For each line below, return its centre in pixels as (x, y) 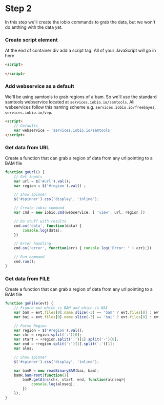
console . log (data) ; (42, 230)
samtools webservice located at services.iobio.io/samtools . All (70, 102)
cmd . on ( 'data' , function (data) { (48, 226)
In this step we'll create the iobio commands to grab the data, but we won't (80, 22)
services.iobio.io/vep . (29, 112)
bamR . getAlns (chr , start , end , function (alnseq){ (74, 380)
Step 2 (18, 9)
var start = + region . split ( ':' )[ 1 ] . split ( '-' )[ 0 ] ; (66, 340)
